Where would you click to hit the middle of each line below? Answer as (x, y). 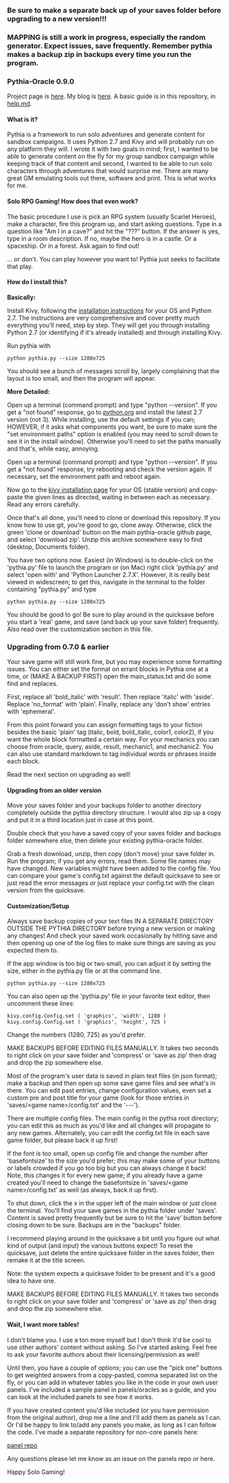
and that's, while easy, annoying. (53, 449)
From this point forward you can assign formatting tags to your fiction (105, 725)
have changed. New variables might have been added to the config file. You (114, 868)
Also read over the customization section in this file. (80, 629)
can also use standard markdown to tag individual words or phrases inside (112, 754)
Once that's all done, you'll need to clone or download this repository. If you (114, 517)
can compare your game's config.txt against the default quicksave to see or (114, 876)
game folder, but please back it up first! (63, 1140)
